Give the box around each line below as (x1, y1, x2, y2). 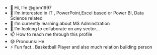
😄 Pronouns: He (10, 39, 44, 44)
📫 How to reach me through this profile (10, 31, 93, 37)
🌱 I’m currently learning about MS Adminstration (10, 20, 110, 26)
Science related (10, 15, 43, 21)
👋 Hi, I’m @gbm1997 (10, 5, 52, 10)
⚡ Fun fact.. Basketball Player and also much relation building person (10, 44, 152, 50)
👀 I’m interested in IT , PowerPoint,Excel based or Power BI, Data (10, 10, 144, 16)
